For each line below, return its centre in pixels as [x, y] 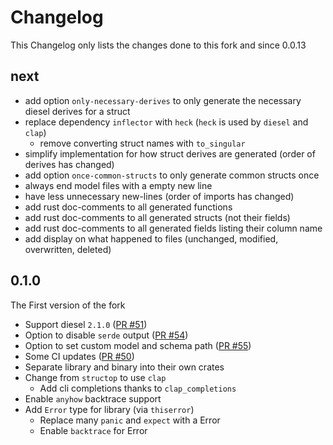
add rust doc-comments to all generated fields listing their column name [173, 228]
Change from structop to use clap [95, 377]
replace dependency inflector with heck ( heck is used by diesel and [166, 122]
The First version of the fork [68, 305]
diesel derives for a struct [77, 111]
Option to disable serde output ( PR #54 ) [106, 335]
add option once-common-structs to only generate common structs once [172, 175]
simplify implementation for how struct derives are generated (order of [170, 153]
